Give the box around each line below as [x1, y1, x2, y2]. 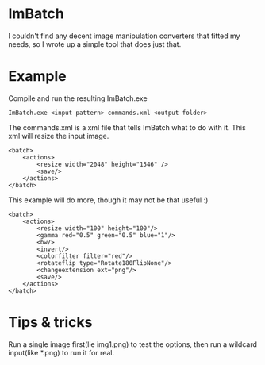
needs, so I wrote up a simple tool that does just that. [8, 39, 182, 48]
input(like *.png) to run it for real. [8, 348, 115, 357]
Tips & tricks [8, 313, 93, 332]
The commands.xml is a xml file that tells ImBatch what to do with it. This [8, 122, 246, 132]
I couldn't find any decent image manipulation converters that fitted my [8, 31, 240, 40]
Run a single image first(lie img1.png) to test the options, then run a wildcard [8, 339, 258, 349]
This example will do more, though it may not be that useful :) [8, 195, 209, 205]
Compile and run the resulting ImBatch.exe [8, 93, 148, 103]
